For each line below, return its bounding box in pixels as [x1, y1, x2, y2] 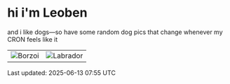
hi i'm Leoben [7, 5, 88, 21]
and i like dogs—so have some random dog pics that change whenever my [7, 28, 223, 36]
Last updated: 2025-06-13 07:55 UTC [7, 68, 116, 77]
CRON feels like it [7, 35, 58, 43]
